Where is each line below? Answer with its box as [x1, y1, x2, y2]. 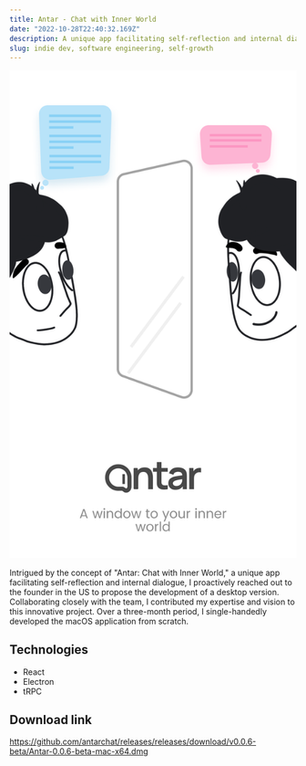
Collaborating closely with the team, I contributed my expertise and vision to [9, 596, 296, 607]
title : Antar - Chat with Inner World [9, 15, 157, 24]
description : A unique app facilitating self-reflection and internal [9, 34, 283, 43]
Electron [22, 676, 55, 687]
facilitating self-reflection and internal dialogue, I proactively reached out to [9, 576, 293, 588]
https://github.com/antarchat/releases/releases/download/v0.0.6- [9, 736, 257, 748]
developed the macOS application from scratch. [9, 615, 189, 626]
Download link [9, 712, 93, 728]
